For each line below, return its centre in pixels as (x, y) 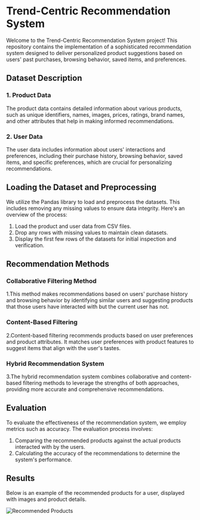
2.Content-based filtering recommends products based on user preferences (100, 335)
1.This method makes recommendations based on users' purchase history (97, 294)
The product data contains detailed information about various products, (94, 108)
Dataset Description (44, 78)
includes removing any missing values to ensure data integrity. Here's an (96, 208)
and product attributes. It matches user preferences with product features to (100, 342)
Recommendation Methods (58, 264)
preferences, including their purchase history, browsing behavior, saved (95, 156)
